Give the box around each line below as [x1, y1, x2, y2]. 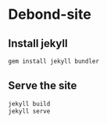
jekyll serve [8, 107, 51, 115]
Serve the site [8, 79, 77, 92]
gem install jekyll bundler [8, 57, 100, 65]
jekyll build [8, 99, 51, 107]
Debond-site [8, 5, 91, 24]
